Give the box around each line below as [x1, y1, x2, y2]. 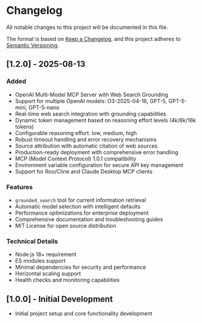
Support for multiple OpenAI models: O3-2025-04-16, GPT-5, [14, 97, 168, 104]
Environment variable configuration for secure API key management [14, 161, 184, 169]
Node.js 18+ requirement [14, 251, 77, 258]
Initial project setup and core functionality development [14, 310, 153, 317]
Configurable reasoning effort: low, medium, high [14, 129, 137, 136]
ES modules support [14, 257, 66, 265]
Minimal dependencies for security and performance [14, 263, 147, 271]
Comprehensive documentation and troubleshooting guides [14, 215, 163, 223]
